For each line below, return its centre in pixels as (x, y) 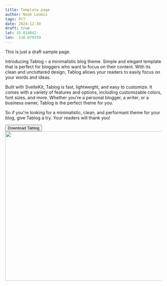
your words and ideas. (28, 77)
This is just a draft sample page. (38, 52)
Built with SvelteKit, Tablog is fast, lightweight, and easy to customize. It (79, 87)
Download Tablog (24, 128)
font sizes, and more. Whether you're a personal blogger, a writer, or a (77, 97)
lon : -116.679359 (23, 38)
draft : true (17, 28)
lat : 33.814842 (21, 33)
